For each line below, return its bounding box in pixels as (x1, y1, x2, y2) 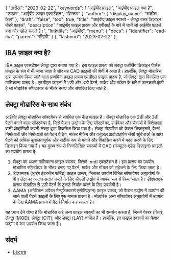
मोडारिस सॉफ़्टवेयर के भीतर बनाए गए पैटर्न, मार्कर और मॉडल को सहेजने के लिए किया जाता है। (12, 164, 162, 171)
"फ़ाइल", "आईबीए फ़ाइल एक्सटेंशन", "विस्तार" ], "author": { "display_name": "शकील (5, 11, 157, 16)
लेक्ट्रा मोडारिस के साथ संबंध (5, 100, 71, 109)
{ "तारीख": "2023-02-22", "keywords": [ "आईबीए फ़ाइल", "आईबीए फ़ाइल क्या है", (5, 5, 153, 11)
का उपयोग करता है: (5, 148, 37, 154)
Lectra (12, 249, 27, 255)
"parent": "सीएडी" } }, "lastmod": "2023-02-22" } (16, 34, 116, 39)
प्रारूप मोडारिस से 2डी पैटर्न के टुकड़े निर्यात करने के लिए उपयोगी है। (12, 181, 122, 187)
